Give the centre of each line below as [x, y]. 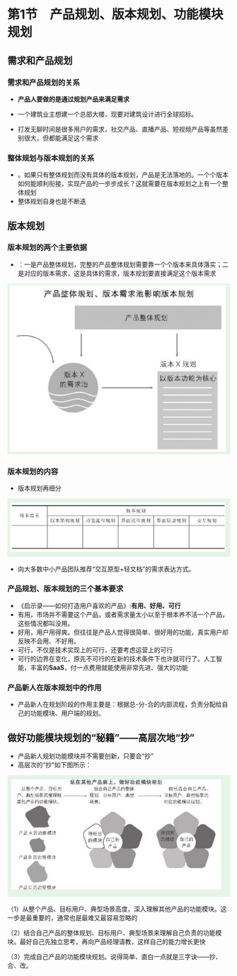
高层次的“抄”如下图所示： [54, 765]
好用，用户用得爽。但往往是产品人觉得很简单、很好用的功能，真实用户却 [123, 632]
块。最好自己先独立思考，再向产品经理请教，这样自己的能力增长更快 [106, 942]
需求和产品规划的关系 [44, 82]
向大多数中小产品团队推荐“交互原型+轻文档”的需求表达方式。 [106, 569]
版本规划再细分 [39, 488]
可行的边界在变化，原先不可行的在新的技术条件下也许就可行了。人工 [117, 658]
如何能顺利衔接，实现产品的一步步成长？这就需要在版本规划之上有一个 [120, 184]
